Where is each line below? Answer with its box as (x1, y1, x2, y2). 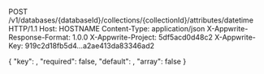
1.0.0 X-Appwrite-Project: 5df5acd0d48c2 (71, 32, 213, 42)
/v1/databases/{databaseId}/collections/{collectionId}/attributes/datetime (8, 15, 254, 25)
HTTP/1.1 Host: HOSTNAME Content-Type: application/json (8, 24, 206, 33)
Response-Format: (8, 32, 71, 42)
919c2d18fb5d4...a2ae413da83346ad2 (24, 41, 155, 51)
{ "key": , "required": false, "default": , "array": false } (8, 56, 187, 66)
